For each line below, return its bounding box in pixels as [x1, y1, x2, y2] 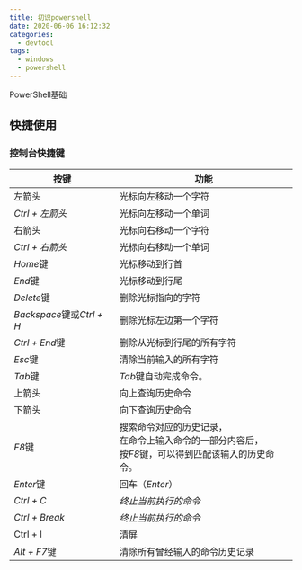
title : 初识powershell [9, 13, 92, 22]
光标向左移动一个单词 [119, 207, 209, 219]
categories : [9, 30, 54, 39]
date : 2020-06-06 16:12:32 [9, 22, 111, 31]
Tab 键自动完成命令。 [119, 370, 209, 382]
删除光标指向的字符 [119, 291, 200, 304]
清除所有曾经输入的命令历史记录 [119, 545, 254, 557]
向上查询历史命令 [119, 387, 191, 399]
